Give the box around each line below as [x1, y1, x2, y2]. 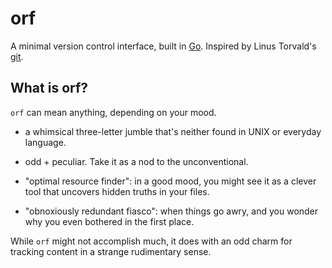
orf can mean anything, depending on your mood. [10, 106, 217, 118]
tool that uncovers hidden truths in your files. [24, 185, 210, 197]
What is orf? [10, 80, 89, 97]
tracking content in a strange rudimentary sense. [10, 245, 212, 257]
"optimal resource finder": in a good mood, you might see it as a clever [24, 175, 317, 187]
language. [24, 136, 67, 148]
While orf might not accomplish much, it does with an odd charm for [10, 235, 293, 247]
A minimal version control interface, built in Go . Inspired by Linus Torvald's [10, 40, 317, 52]
